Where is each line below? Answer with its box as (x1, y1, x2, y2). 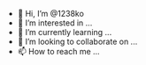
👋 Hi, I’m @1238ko (17, 9, 84, 18)
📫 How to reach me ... (17, 47, 100, 56)
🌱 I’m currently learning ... (17, 27, 112, 37)
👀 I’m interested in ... (17, 18, 93, 28)
